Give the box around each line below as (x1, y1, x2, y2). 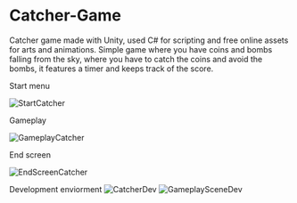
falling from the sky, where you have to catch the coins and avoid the (9, 53, 263, 64)
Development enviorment (9, 183, 103, 194)
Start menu (9, 80, 51, 91)
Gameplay (9, 115, 47, 126)
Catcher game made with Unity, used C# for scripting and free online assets (9, 35, 289, 45)
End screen (9, 149, 52, 160)
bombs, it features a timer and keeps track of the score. (9, 63, 214, 74)
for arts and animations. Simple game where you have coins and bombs (9, 44, 273, 54)
